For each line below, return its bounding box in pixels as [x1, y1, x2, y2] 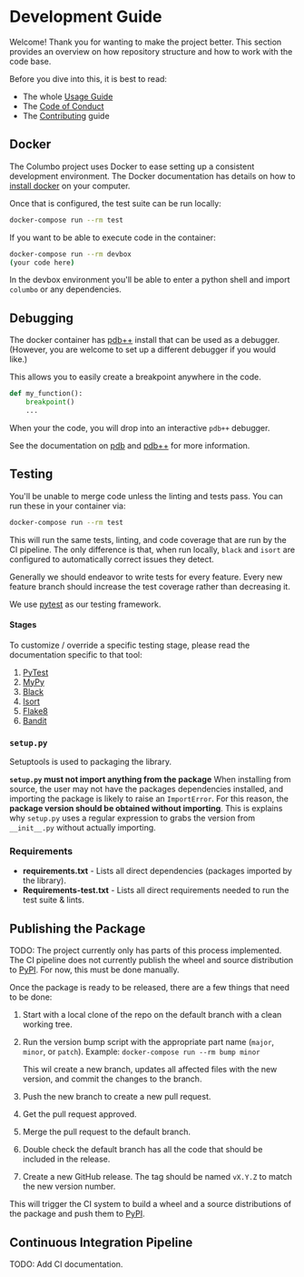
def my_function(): [9, 389, 83, 398]
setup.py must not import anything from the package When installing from [9, 774, 292, 784]
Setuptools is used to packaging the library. [9, 757, 172, 767]
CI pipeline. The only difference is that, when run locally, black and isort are [9, 544, 296, 555]
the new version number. [22, 1181, 116, 1192]
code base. [9, 55, 52, 66]
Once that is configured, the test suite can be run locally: [9, 197, 222, 208]
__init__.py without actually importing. [9, 822, 156, 833]
